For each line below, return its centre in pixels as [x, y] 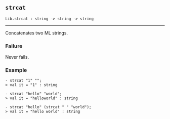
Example [16, 70]
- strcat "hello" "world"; [34, 94]
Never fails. [17, 57]
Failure [14, 46]
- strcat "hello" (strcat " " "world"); [49, 107]
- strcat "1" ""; [24, 81]
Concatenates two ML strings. [37, 33]
